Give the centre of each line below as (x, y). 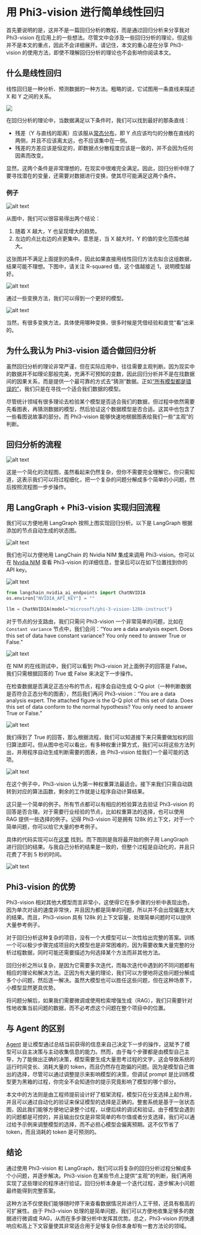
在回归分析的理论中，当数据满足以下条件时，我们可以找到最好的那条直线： (98, 120)
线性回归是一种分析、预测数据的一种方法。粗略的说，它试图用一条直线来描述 (100, 89)
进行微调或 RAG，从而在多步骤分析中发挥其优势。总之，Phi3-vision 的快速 (103, 1218)
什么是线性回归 (34, 73)
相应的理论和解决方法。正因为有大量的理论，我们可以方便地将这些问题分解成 (100, 973)
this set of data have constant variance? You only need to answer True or (96, 636)
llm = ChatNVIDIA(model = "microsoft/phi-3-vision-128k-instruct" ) (89, 609)
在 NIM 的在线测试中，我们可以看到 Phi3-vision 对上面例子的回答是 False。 (98, 666)
